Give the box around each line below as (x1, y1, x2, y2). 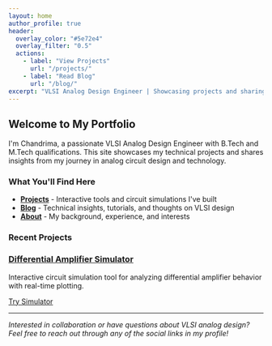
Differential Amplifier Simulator (8, 254, 134, 265)
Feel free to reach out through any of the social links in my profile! (8, 328, 229, 338)
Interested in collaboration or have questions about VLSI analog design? (8, 319, 250, 329)
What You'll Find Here (8, 176, 96, 187)
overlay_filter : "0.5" (15, 42, 92, 50)
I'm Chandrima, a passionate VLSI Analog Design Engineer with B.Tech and (8, 139, 259, 148)
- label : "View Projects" (23, 58, 111, 66)
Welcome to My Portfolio (8, 117, 136, 130)
